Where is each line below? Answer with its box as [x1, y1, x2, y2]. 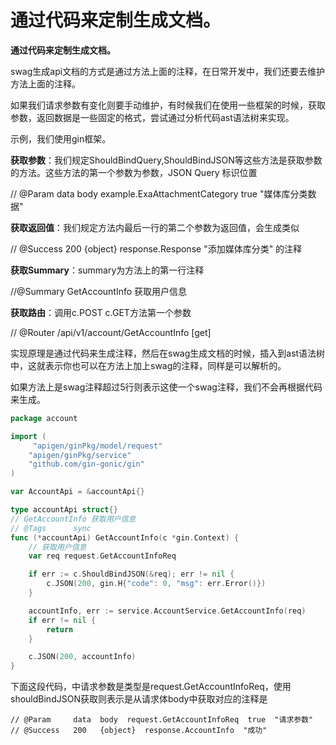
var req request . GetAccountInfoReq [28, 551, 177, 561]
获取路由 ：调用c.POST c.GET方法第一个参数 [10, 306, 192, 318]
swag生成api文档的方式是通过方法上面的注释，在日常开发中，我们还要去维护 [10, 65, 326, 77]
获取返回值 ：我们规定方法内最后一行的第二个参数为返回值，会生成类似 [10, 221, 300, 233]
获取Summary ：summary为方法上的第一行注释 [10, 264, 205, 276]
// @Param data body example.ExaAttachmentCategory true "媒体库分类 [10, 187, 308, 200]
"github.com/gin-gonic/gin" [28, 459, 145, 470]
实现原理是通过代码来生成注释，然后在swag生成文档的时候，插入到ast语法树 [10, 347, 326, 359]
